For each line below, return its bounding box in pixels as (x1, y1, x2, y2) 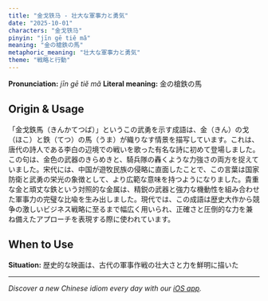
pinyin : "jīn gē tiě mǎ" (8, 33, 91, 42)
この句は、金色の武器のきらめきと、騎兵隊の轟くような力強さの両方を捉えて (8, 154, 259, 164)
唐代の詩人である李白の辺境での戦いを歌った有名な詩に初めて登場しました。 (8, 144, 260, 154)
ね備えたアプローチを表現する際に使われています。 (8, 214, 175, 224)
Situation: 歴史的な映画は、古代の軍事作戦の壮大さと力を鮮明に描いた (8, 260, 239, 269)
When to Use (8, 238, 74, 252)
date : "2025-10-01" (8, 19, 73, 27)
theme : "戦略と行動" (8, 57, 70, 64)
